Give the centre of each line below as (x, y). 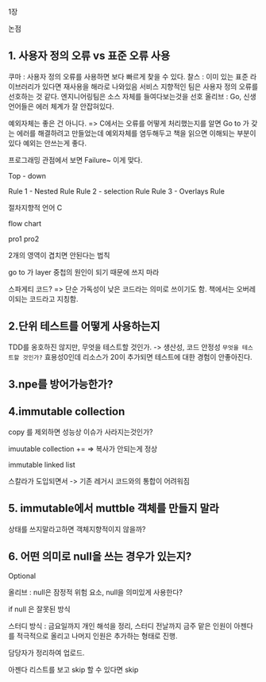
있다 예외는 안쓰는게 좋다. (48, 143)
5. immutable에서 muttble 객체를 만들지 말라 (114, 509)
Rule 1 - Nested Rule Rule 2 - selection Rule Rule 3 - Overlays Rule (116, 191)
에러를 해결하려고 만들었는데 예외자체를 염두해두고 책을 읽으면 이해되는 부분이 (136, 133)
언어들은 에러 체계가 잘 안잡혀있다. (61, 106)
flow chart (25, 223)
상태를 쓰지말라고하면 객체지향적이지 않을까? (77, 529)
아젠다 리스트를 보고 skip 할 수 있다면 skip (73, 670)
